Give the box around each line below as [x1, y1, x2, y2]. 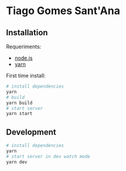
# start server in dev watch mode [6, 153, 91, 159]
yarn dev [6, 159, 28, 165]
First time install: [6, 72, 46, 79]
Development [6, 127, 57, 137]
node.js [14, 55, 33, 61]
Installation [6, 28, 48, 38]
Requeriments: [6, 43, 42, 50]
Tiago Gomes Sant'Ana [6, 4, 120, 18]
